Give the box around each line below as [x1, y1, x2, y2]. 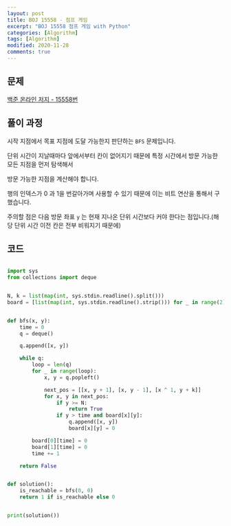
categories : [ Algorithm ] [7, 29, 78, 36]
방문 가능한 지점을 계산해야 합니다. [7, 175, 99, 183]
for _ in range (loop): [32, 368, 97, 375]
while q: [19, 355, 45, 362]
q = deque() [19, 330, 54, 337]
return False [19, 462, 57, 470]
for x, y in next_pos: [43, 393, 109, 399]
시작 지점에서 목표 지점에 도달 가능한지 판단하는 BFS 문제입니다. [7, 137, 176, 145]
